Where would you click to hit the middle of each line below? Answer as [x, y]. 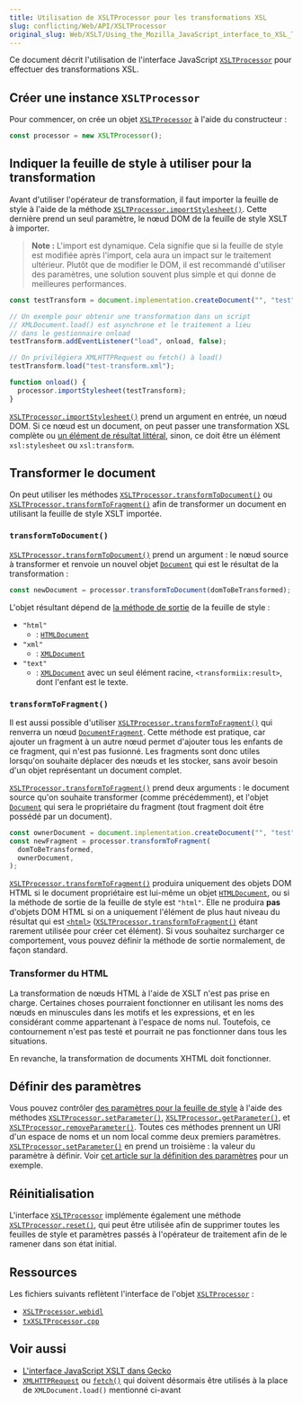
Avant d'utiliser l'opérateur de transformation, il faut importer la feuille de [144, 200]
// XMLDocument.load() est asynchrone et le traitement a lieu [130, 324]
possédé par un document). [61, 816]
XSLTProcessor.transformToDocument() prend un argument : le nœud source [149, 555]
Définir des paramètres [75, 1086]
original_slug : [38, 34]
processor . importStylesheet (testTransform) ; [102, 391]
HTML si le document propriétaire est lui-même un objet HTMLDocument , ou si [150, 893]
